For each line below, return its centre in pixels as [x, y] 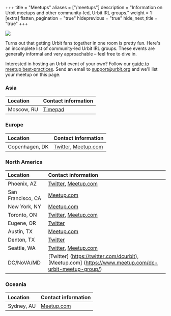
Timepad [54, 110]
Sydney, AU [22, 306]
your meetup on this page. [33, 74]
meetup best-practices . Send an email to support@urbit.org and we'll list [81, 69]
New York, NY [25, 206]
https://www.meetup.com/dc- [122, 262]
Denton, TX [21, 240]
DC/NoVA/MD [24, 262]
